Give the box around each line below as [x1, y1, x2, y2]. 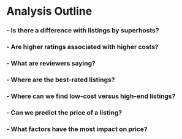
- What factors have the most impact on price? [6, 124, 148, 133]
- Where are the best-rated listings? [6, 75, 115, 84]
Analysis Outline [6, 4, 93, 18]
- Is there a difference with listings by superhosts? [6, 26, 159, 35]
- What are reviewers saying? [6, 59, 96, 67]
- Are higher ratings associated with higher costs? [6, 43, 159, 51]
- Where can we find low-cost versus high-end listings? [6, 92, 176, 100]
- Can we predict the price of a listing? [6, 108, 123, 117]
